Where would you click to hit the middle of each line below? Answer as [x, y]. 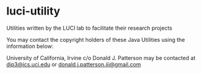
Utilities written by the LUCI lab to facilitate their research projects [89, 28]
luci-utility [33, 11]
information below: [30, 46]
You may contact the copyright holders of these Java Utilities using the [96, 39]
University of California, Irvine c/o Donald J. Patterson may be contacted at [101, 58]
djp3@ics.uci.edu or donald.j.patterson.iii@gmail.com [74, 64]
